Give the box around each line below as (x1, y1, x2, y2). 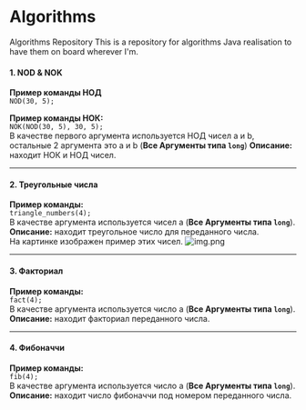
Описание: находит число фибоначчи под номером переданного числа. (9, 389, 292, 401)
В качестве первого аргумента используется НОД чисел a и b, (9, 130, 255, 142)
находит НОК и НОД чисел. (9, 150, 117, 161)
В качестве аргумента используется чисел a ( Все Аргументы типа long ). (9, 216, 296, 228)
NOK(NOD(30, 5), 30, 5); (9, 123, 104, 132)
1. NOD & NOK (9, 66, 63, 78)
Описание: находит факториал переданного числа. (9, 313, 210, 324)
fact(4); (9, 295, 43, 305)
